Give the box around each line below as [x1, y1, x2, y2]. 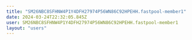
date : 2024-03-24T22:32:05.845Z [6, 14, 87, 20]
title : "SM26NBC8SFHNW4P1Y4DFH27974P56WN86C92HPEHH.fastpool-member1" [6, 8, 187, 15]
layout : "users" [6, 25, 47, 31]
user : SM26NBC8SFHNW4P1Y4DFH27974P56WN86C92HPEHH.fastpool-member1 [6, 19, 179, 25]
